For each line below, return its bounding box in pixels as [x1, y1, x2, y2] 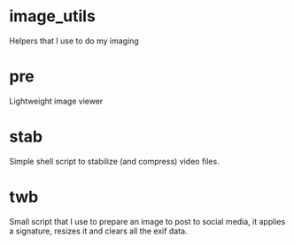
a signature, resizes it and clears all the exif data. [9, 226, 188, 236]
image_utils [9, 6, 96, 27]
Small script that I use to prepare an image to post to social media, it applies [9, 216, 286, 226]
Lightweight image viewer [9, 96, 104, 106]
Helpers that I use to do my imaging [9, 35, 139, 46]
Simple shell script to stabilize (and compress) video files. [9, 156, 220, 166]
